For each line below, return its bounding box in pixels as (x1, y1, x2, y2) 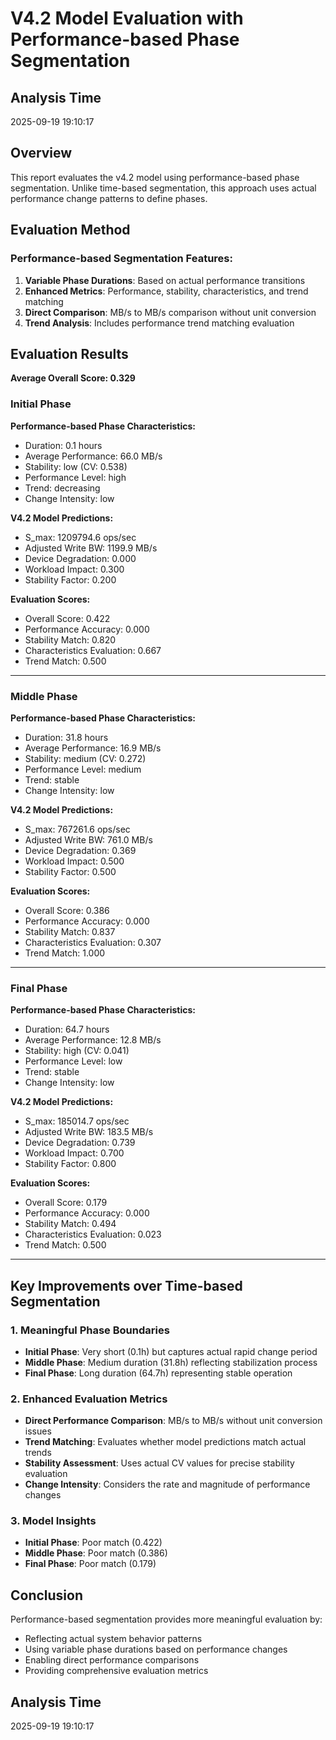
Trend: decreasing (24, 482, 101, 494)
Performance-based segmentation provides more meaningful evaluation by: (10, 1613, 323, 1626)
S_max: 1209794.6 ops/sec (24, 531, 137, 543)
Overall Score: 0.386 (24, 904, 110, 916)
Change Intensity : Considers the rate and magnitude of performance (24, 1478, 311, 1491)
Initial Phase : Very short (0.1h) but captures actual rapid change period (24, 1345, 318, 1357)
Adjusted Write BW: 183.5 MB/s (24, 1126, 154, 1138)
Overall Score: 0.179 (24, 1197, 108, 1209)
